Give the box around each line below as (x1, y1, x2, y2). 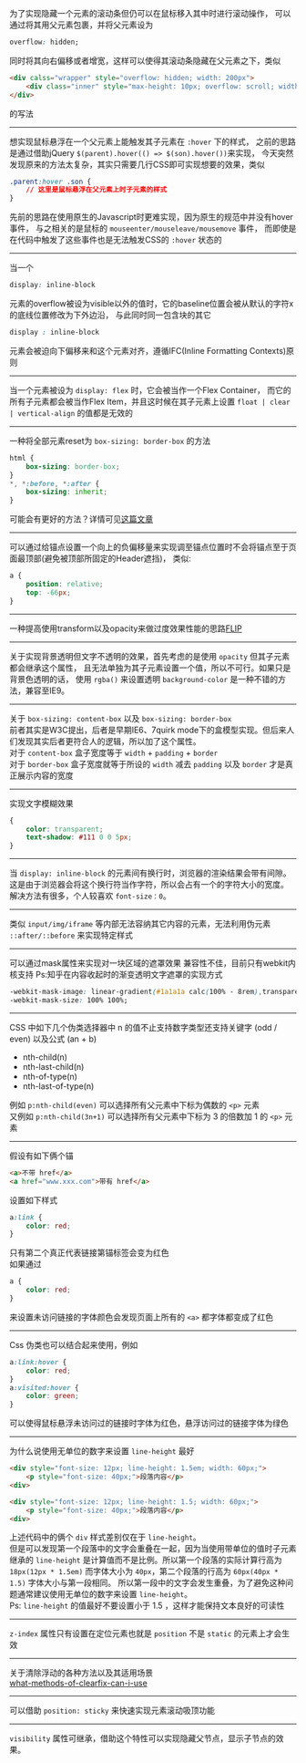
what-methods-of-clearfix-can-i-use (9, 1677, 148, 1689)
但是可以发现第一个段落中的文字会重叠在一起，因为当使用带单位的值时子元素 (9, 1543, 297, 1554)
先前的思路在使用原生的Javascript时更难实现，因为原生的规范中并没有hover (9, 212, 294, 223)
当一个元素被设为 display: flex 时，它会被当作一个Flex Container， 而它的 (9, 384, 291, 395)
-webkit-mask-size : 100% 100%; (9, 996, 128, 1005)
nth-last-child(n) (22, 1061, 85, 1072)
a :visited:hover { (9, 1383, 79, 1393)
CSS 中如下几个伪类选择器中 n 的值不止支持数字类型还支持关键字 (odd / (9, 1022, 278, 1032)
